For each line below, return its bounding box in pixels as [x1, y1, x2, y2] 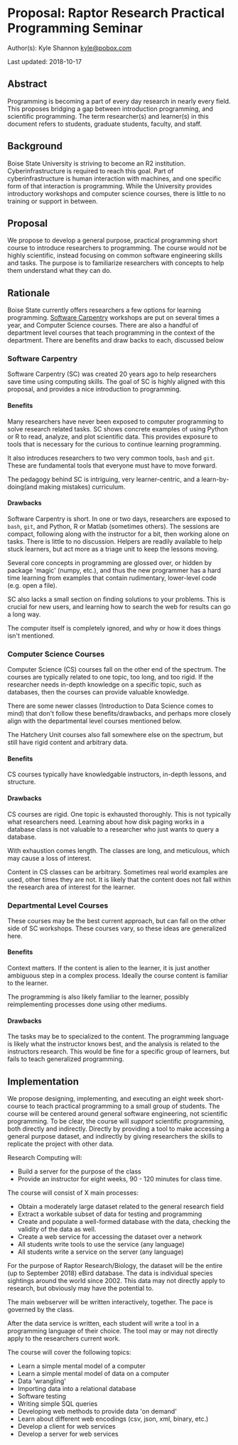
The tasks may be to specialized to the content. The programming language [7, 1032, 229, 1041]
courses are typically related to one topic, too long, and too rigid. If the [7, 673, 214, 682]
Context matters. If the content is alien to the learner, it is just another [7, 964, 210, 972]
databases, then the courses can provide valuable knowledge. [7, 688, 190, 697]
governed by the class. [7, 1306, 75, 1314]
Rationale [7, 286, 50, 299]
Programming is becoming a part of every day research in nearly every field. [7, 97, 231, 105]
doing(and [7, 482, 38, 491]
